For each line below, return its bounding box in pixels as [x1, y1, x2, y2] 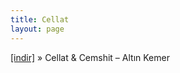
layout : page [10, 24, 65, 34]
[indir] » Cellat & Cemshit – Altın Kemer [10, 51, 170, 63]
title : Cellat [10, 14, 70, 25]
